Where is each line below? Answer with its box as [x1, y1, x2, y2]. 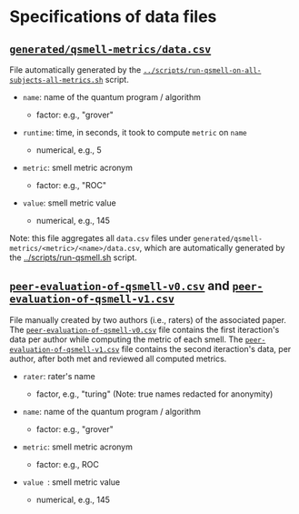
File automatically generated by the [9, 65, 142, 75]
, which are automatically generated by [139, 243, 285, 253]
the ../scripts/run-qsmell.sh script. [9, 252, 138, 263]
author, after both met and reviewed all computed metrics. [9, 353, 227, 364]
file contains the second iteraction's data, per [121, 343, 292, 354]
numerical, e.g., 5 [35, 145, 102, 156]
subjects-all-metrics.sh [9, 76, 104, 85]
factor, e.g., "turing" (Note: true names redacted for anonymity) [35, 388, 274, 399]
